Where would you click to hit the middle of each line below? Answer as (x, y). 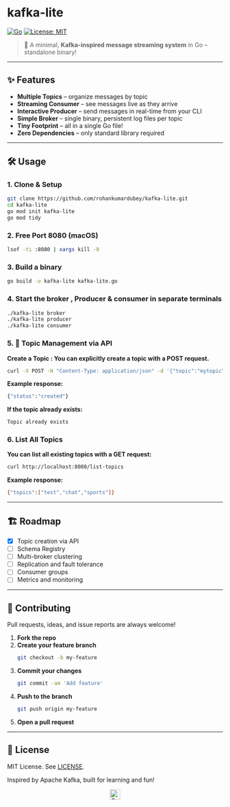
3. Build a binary (35, 267)
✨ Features (31, 80)
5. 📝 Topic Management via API (60, 344)
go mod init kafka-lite (41, 212)
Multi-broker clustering (49, 556)
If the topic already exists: (45, 409)
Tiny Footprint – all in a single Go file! (70, 125)
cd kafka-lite (27, 205)
